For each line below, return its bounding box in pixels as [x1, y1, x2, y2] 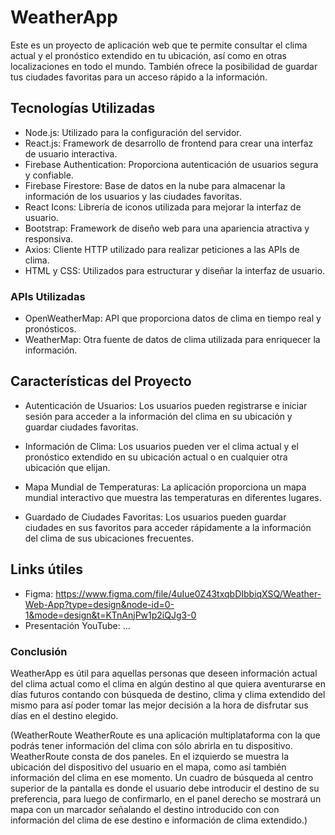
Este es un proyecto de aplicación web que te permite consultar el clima [10, 39, 308, 51]
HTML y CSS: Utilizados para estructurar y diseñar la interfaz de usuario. [24, 264, 326, 276]
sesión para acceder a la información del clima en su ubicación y [24, 410, 293, 422]
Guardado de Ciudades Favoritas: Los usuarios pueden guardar [24, 511, 287, 523]
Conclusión [10, 644, 68, 658]
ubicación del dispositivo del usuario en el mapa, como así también [10, 761, 287, 773]
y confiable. [24, 169, 74, 181]
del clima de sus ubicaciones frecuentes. [24, 532, 195, 544]
